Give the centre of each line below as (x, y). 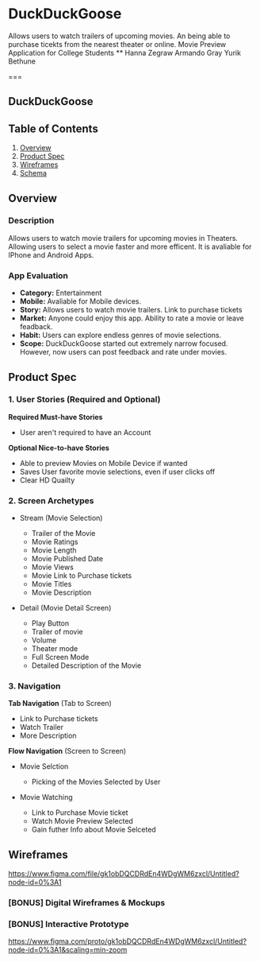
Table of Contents (54, 128)
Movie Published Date (67, 559)
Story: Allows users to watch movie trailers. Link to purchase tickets (131, 310)
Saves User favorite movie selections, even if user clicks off (117, 471)
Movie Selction (44, 766)
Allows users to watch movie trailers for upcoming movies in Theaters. (123, 238)
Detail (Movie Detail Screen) (65, 608)
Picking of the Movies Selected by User (96, 782)
